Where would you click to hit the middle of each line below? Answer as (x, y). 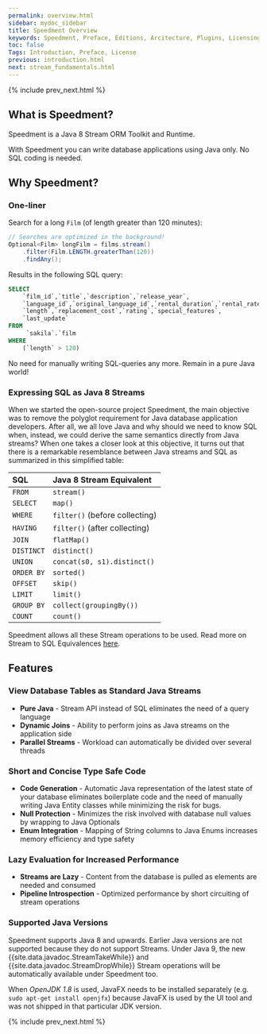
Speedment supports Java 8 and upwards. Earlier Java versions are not (125, 940)
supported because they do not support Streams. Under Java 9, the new (127, 948)
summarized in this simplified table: (66, 460)
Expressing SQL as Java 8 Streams (77, 392)
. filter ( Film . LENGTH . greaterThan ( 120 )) (89, 252)
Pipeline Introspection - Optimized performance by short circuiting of (134, 893)
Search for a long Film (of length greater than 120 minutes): (105, 222)
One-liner (27, 205)
